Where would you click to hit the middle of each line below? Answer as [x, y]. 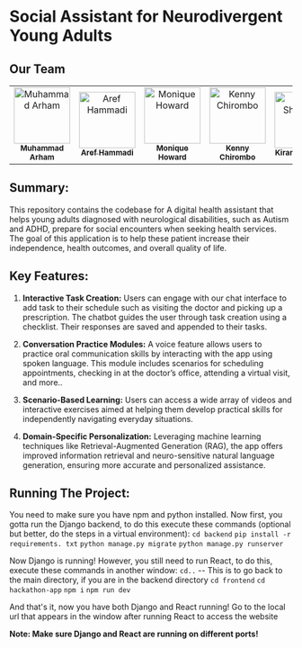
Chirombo [238, 157]
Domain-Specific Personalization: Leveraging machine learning [142, 436]
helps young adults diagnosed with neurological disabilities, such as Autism [149, 219]
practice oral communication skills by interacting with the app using [147, 354]
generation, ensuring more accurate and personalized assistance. [144, 464]
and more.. [42, 382]
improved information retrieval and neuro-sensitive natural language [148, 455]
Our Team [37, 69]
